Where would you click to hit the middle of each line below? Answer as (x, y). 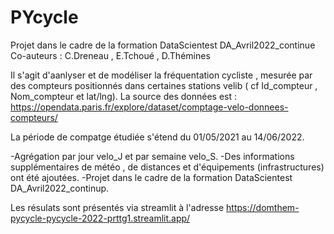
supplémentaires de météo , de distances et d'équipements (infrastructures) (167, 167)
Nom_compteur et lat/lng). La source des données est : (124, 96)
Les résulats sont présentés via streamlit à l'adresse (117, 207)
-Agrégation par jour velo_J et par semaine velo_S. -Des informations (152, 156)
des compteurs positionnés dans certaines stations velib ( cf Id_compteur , (164, 85)
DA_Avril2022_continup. (60, 188)
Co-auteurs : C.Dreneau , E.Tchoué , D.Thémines (110, 55)
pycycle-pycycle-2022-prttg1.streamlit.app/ (100, 218)
